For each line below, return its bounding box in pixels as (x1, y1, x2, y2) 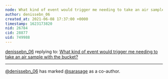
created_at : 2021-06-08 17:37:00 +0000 (5, 16, 88, 21)
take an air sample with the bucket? (5, 54, 78, 60)
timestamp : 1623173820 (5, 21, 52, 26)
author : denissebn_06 (5, 12, 50, 17)
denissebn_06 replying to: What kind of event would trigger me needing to (5, 48, 158, 55)
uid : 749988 (5, 35, 30, 40)
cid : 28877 (5, 30, 28, 35)
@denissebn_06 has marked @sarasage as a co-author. (5, 68, 120, 74)
